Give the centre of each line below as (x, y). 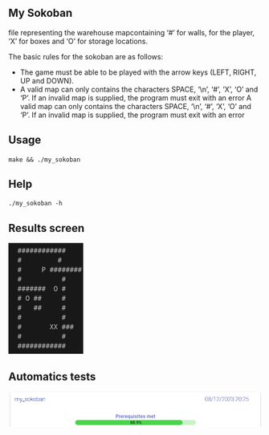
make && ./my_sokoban (45, 160)
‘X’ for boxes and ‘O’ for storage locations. (78, 41)
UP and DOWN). (47, 80)
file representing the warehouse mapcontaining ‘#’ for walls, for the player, (132, 32)
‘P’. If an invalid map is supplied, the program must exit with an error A (136, 98)
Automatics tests (52, 376)
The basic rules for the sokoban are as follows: (86, 56)
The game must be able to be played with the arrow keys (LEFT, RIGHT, (138, 72)
